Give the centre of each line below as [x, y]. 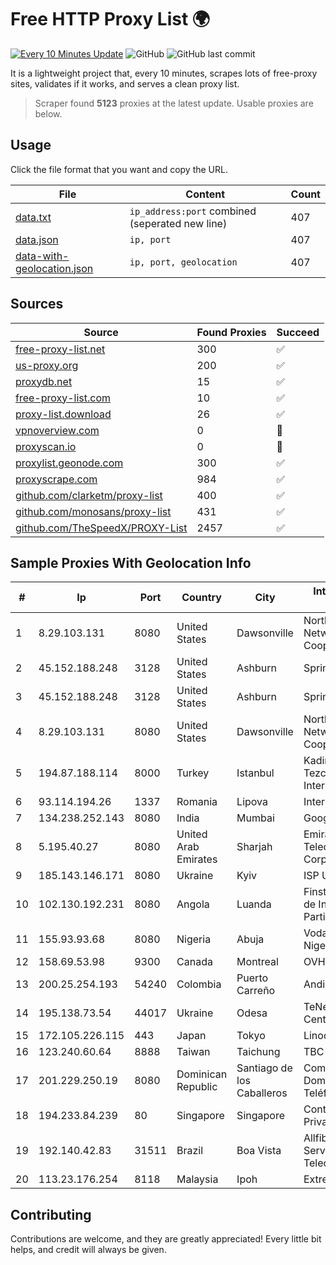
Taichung [258, 1052]
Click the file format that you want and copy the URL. [119, 169]
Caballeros [262, 1093]
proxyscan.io [46, 446]
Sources [37, 304]
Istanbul [255, 773]
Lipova [252, 802]
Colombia [199, 984]
